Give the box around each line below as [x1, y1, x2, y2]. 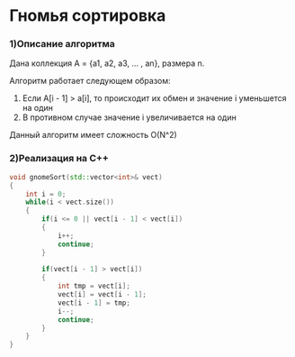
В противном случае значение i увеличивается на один [22, 112, 237, 123]
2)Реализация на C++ [9, 152, 110, 165]
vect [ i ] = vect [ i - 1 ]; [57, 290, 147, 299]
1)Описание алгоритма [9, 38, 115, 50]
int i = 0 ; [25, 189, 67, 198]
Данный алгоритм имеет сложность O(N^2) [9, 130, 177, 141]
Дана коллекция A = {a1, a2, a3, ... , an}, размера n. [9, 58, 205, 69]
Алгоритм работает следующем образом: [9, 76, 171, 87]
